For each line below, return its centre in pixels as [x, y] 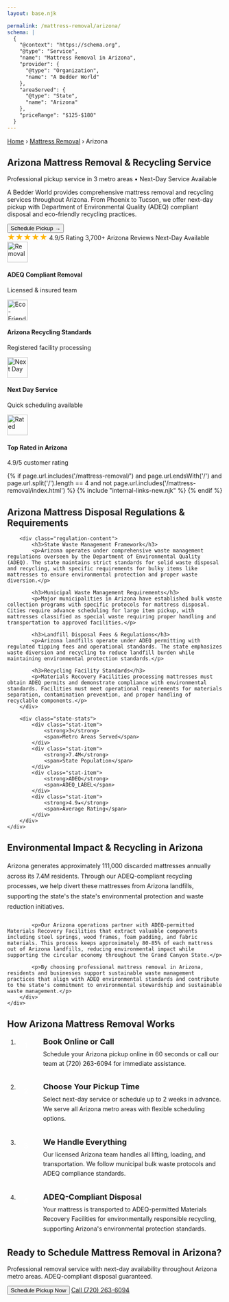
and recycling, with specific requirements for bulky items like [102, 569]
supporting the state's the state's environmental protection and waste [105, 896]
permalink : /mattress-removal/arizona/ [64, 26]
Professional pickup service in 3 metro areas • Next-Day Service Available [112, 179]
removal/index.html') [36, 491]
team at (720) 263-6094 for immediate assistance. [114, 1064]
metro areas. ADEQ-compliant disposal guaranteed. [80, 1277]
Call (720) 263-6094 [100, 1290]
